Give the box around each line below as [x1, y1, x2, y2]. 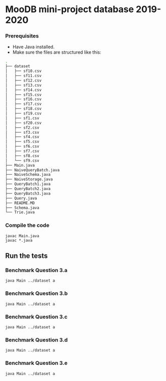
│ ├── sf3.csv [5, 130, 39, 135]
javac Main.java [5, 233, 39, 239]
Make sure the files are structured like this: [12, 49, 101, 55]
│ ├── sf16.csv [5, 97, 42, 102]
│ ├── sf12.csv [5, 78, 42, 83]
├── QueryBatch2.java [5, 186, 51, 192]
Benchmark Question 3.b [5, 290, 68, 297]
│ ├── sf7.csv [5, 148, 39, 154]
